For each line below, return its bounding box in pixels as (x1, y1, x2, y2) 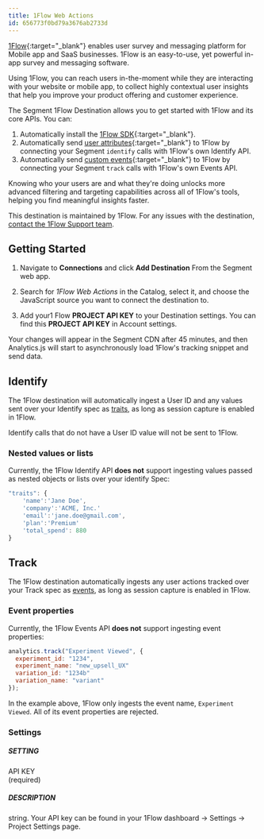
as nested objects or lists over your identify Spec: (8, 474, 170, 484)
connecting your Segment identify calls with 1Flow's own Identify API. (19, 146, 251, 156)
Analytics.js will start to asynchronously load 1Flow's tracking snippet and (8, 343, 249, 353)
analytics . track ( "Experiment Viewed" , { (8, 647, 144, 655)
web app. (19, 272, 51, 281)
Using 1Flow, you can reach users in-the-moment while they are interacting (8, 73, 254, 83)
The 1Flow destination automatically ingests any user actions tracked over (8, 577, 250, 586)
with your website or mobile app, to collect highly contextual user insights (8, 81, 249, 91)
